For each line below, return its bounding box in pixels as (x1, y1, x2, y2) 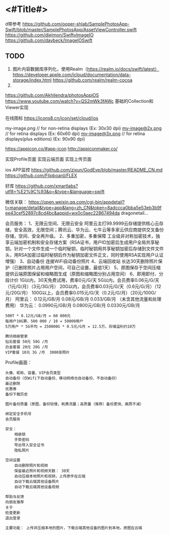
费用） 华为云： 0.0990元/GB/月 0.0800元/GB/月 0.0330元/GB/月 (5, 302, 140, 308)
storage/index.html (12, 77, 52, 83)
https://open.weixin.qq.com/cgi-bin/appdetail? (28, 199, 125, 205)
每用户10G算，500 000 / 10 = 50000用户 (5, 319, 83, 324)
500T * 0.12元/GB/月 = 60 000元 (5, 313, 71, 318)
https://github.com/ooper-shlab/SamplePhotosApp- (22, 21, 130, 27)
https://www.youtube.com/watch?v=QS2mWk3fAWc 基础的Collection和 (5, 98, 153, 104)
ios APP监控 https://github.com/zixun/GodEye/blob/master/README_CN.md (5, 166, 163, 172)
